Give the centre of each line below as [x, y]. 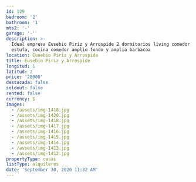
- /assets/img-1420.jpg [40, 115]
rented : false [23, 93]
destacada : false [27, 83]
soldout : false [25, 88]
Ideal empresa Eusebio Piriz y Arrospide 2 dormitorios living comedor [101, 45]
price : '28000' [25, 77]
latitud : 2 [19, 72]
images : [16, 104]
